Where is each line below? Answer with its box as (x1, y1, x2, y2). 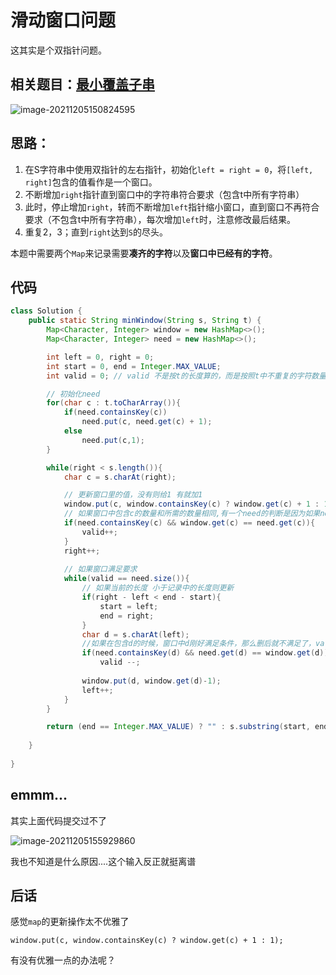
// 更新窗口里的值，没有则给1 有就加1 (63, 490, 203, 500)
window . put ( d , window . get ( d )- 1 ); (81, 676, 222, 686)
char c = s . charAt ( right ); (63, 472, 177, 482)
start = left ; (99, 601, 159, 611)
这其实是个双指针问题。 (10, 44, 107, 56)
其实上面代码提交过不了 (10, 814, 107, 826)
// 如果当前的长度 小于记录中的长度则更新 (81, 583, 235, 593)
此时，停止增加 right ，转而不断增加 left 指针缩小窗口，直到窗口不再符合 (24, 201, 320, 213)
